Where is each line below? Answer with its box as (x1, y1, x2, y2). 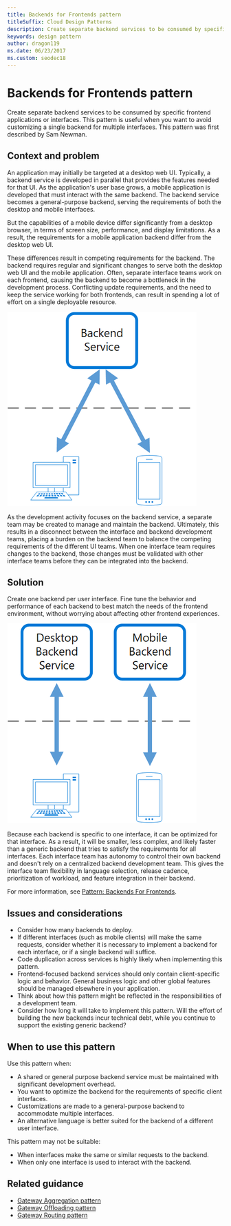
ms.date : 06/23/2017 (7, 48, 67, 54)
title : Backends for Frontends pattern (7, 11, 122, 18)
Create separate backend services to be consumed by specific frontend (7, 108, 211, 117)
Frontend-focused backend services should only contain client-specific (16, 969, 220, 978)
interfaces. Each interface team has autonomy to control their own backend (7, 852, 221, 861)
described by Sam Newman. (7, 130, 87, 138)
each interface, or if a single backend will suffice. (16, 948, 157, 956)
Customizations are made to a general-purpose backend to (16, 1102, 185, 1110)
